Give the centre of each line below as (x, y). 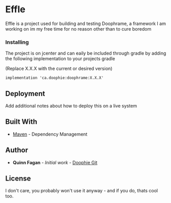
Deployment (25, 94)
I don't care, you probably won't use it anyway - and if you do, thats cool (82, 191)
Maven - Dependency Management (50, 134)
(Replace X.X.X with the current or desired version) (59, 69)
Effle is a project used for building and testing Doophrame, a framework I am (86, 23)
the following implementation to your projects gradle (60, 59)
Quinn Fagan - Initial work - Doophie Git (55, 162)
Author (17, 150)
